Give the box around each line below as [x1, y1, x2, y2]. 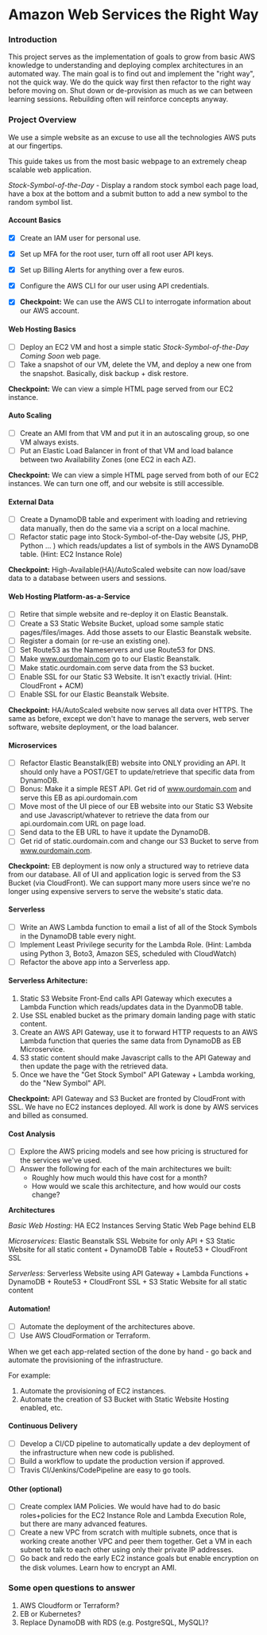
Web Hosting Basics [8, 324, 77, 334]
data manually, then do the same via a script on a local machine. [19, 523, 230, 533]
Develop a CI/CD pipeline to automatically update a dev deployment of [19, 1438, 250, 1448]
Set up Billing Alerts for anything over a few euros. [19, 265, 184, 275]
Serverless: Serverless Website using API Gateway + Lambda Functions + [8, 1268, 250, 1278]
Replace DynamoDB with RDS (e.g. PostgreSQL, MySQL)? [19, 1617, 209, 1627]
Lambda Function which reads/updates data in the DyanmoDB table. [19, 1002, 244, 1012]
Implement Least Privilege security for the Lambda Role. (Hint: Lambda [19, 939, 252, 949]
